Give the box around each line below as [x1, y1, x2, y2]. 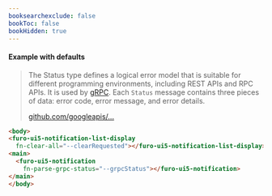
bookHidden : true [8, 27, 67, 35]
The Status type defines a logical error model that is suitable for [28, 70, 241, 79]
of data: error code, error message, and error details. [28, 96, 206, 105]
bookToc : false [8, 19, 60, 28]
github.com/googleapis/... [28, 111, 115, 121]
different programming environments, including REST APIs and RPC [28, 79, 253, 88]
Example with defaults [8, 52, 85, 62]
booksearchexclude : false [8, 11, 96, 20]
